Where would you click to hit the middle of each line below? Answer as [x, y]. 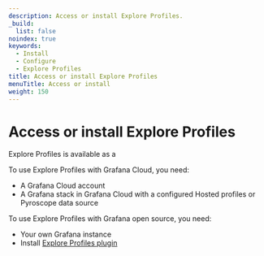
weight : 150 [28, 91]
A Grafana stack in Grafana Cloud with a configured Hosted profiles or [138, 194]
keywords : [25, 46]
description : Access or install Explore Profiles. [96, 16]
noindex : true [32, 39]
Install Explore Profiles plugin [69, 243]
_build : [22, 24]
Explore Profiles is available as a [62, 154]
